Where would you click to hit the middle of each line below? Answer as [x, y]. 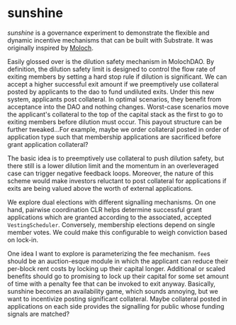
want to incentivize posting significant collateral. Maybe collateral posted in [117, 299]
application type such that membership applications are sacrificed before [114, 137]
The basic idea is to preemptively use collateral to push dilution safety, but [116, 158]
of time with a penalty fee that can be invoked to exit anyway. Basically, [112, 283]
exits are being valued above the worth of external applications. [100, 188]
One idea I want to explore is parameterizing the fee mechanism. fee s [109, 253]
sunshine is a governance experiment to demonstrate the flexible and [108, 33]
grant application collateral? [48, 144]
